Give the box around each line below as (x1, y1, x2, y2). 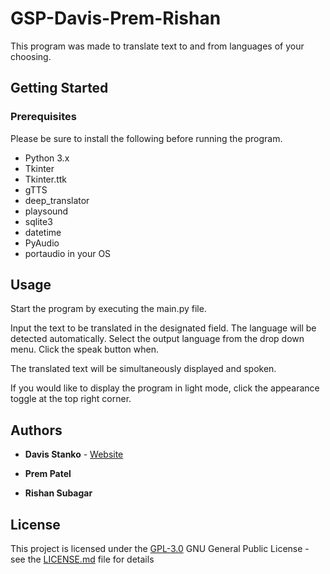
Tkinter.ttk (24, 173, 68, 185)
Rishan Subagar (24, 487, 93, 499)
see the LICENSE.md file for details (10, 553, 155, 566)
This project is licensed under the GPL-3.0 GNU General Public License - (10, 543, 310, 555)
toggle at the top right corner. (10, 393, 132, 405)
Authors (10, 422, 63, 439)
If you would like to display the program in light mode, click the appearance (10, 382, 320, 394)
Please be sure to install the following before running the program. (10, 132, 283, 144)
